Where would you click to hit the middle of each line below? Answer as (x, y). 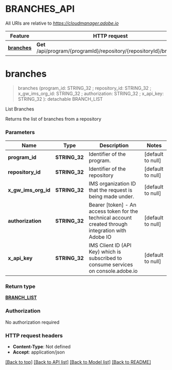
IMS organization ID (112, 184)
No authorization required (33, 322)
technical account (110, 218)
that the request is (111, 190)
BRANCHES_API (40, 9)
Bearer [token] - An (113, 205)
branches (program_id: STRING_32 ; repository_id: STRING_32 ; (84, 88)
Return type (20, 287)
